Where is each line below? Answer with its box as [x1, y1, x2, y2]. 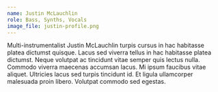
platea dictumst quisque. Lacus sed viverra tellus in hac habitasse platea [7, 48, 212, 57]
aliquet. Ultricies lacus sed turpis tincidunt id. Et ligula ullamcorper [7, 70, 193, 78]
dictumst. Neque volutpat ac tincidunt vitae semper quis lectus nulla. [7, 56, 200, 64]
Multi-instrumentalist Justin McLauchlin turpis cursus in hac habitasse [7, 42, 205, 50]
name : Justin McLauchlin [7, 10, 78, 17]
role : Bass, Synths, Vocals [7, 16, 87, 23]
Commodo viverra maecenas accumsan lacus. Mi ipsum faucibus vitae [7, 63, 206, 72]
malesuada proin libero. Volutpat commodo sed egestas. [7, 78, 166, 86]
